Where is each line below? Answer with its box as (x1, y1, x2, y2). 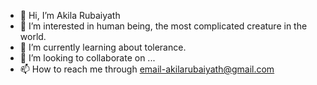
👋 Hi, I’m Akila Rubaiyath (19, 10, 121, 21)
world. (19, 31, 47, 42)
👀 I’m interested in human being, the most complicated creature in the (19, 20, 308, 32)
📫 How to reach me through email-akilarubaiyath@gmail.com (19, 63, 275, 75)
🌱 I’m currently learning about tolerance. (19, 41, 187, 53)
